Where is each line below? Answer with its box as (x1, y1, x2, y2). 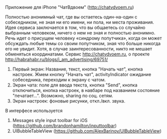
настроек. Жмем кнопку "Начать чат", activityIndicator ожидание (12, 71, 152, 77)
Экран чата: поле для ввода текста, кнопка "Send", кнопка (12, 82, 138, 88)
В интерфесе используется (5, 107, 63, 113)
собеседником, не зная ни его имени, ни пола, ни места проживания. (5, 19, 155, 25)
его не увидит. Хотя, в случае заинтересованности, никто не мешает (5, 46, 153, 51)
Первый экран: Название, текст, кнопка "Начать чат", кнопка (12, 66, 143, 72)
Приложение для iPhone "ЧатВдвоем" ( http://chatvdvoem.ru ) (5, 4, 134, 10)
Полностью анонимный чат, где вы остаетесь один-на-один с (5, 14, 138, 19)
